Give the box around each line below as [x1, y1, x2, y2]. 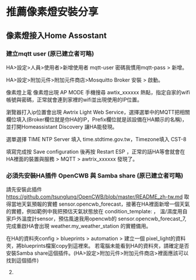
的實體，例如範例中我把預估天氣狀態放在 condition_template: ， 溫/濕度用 [6, 208, 183, 215]
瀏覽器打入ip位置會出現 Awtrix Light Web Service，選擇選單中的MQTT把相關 [6, 108, 190, 115]
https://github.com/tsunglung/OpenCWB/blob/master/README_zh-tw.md [6, 193, 183, 200]
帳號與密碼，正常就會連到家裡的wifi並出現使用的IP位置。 [6, 96, 143, 103]
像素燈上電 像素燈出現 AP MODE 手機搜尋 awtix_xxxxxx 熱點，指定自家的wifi [6, 88, 190, 95]
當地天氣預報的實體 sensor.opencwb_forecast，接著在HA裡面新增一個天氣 [11, 200, 190, 208]
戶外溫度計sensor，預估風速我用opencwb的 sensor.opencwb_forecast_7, [11, 215, 187, 223]
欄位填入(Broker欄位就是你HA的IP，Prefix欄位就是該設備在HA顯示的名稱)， [6, 115, 187, 123]
